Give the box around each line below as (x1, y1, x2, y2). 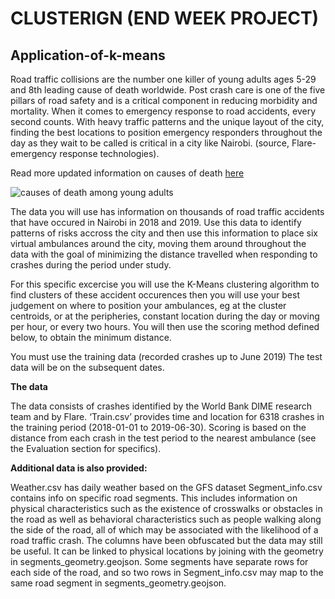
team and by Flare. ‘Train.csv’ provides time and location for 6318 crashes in (10, 411, 325, 422)
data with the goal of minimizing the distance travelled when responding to (10, 248, 318, 260)
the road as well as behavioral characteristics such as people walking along (10, 513, 322, 525)
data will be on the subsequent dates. (10, 362, 165, 373)
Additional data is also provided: (10, 462, 148, 474)
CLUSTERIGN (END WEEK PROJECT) (10, 7, 320, 30)
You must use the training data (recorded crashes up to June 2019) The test (10, 351, 323, 362)
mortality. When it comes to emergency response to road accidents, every (10, 105, 317, 117)
